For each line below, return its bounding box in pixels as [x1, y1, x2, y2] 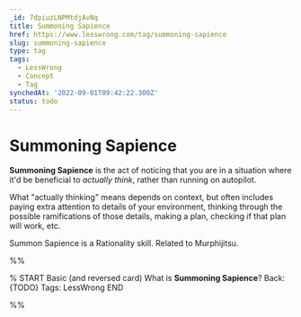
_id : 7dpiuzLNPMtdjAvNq [9, 13, 99, 22]
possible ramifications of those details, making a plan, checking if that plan [9, 211, 287, 222]
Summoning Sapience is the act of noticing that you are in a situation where [9, 165, 292, 176]
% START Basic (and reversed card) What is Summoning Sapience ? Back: [9, 273, 286, 284]
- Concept [17, 72, 54, 81]
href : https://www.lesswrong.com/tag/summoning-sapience [9, 30, 227, 39]
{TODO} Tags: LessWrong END [9, 282, 124, 293]
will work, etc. [9, 221, 61, 232]
